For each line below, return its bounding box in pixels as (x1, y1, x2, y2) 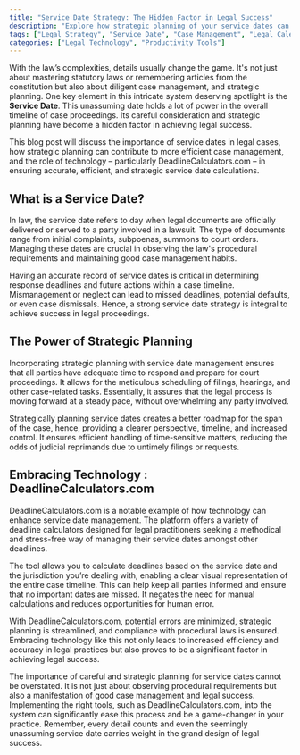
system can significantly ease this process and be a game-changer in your (9, 709, 284, 719)
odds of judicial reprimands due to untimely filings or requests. (9, 441, 240, 452)
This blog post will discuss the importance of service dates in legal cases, (9, 137, 281, 147)
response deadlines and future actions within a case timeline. (9, 280, 235, 290)
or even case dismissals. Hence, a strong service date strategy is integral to (9, 298, 288, 309)
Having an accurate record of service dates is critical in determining (9, 270, 259, 281)
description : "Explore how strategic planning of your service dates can (9, 21, 290, 30)
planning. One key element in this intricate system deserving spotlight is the (9, 91, 288, 102)
